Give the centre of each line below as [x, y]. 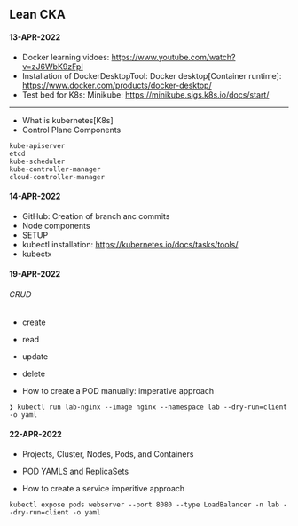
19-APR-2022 [35, 274]
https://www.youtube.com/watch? [173, 57]
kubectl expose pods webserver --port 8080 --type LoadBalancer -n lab [144, 505]
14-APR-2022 [35, 196]
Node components [56, 225]
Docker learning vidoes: [66, 57]
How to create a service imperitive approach [103, 488]
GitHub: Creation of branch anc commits [96, 216]
